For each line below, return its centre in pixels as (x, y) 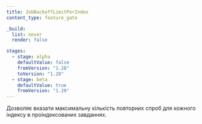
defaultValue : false (43, 62)
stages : (16, 51)
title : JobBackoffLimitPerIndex (47, 12)
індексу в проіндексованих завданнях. (56, 115)
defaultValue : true (42, 85)
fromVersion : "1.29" (43, 91)
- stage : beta (30, 79)
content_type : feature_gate (42, 18)
